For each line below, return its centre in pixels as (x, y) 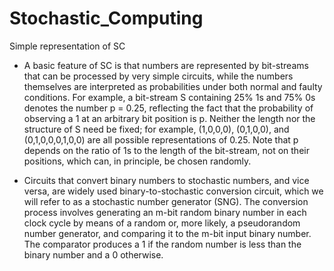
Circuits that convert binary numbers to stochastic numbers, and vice (166, 180)
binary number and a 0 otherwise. (93, 254)
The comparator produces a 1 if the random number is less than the (162, 244)
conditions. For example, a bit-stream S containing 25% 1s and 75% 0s (169, 97)
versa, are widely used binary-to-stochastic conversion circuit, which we (173, 191)
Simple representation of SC (67, 46)
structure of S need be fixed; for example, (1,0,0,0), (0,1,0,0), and (156, 129)
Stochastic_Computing (106, 18)
